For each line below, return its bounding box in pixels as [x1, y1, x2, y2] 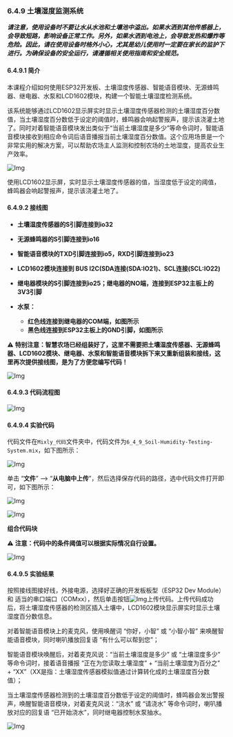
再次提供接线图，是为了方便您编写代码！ [12, 358, 128, 366]
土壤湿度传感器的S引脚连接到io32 [17, 220, 114, 228]
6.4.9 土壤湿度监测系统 [7, 6, 84, 15]
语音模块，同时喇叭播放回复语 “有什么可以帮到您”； [12, 635, 160, 644]
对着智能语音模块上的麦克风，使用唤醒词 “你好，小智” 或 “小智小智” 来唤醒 [7, 627, 219, 635]
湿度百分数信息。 [7, 612, 56, 621]
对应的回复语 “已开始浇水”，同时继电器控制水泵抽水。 [12, 708, 165, 717]
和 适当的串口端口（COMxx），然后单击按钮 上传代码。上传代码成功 [7, 595, 214, 603]
